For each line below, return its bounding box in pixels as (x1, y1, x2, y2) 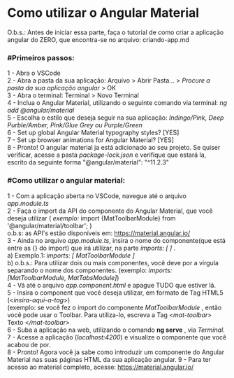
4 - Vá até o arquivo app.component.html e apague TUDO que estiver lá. (7, 281, 217, 289)
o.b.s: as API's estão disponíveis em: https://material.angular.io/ (7, 229, 191, 237)
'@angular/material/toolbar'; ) (7, 221, 92, 230)
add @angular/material (7, 106, 75, 115)
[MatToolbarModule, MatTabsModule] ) (7, 273, 119, 281)
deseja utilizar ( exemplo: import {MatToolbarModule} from (7, 213, 176, 222)
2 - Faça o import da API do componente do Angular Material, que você (7, 206, 213, 215)
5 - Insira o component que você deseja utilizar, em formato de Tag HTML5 (7, 288, 224, 297)
